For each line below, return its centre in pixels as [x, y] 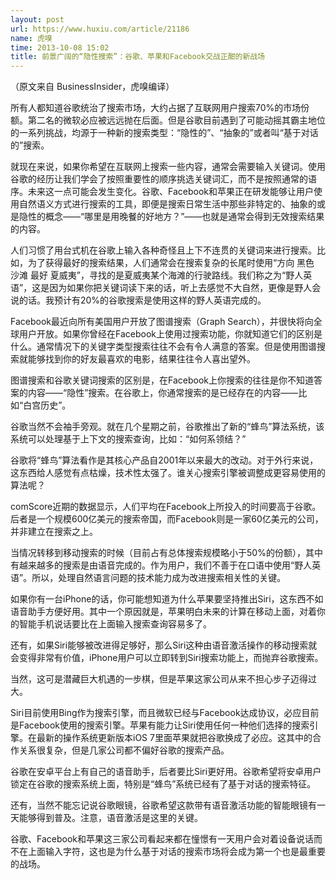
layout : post [37, 19]
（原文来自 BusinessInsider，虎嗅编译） [92, 87]
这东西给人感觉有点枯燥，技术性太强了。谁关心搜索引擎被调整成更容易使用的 [168, 473]
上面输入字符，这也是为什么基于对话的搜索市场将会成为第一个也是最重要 [176, 852]
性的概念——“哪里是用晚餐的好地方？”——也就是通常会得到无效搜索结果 [176, 217]
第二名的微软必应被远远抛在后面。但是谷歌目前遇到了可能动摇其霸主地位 [176, 120]
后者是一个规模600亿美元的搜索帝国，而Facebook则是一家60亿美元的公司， [167, 519]
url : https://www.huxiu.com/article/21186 [100, 29]
